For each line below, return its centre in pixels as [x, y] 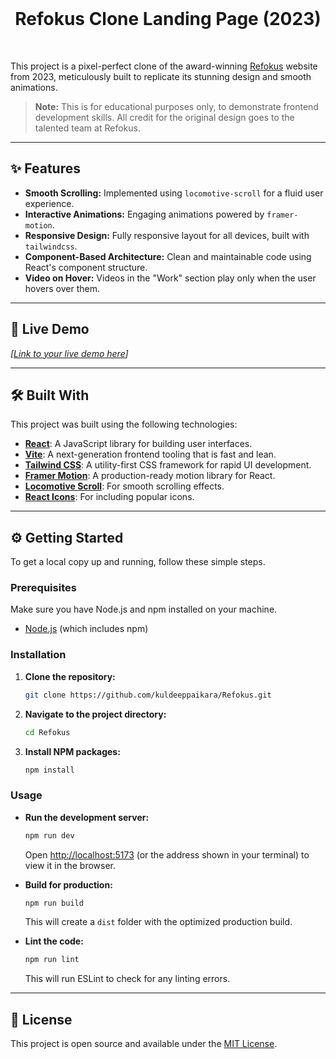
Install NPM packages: [72, 751]
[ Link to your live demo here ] [69, 353]
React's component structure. [86, 267]
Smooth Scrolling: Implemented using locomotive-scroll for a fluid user [174, 193]
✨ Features [45, 168]
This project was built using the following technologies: [124, 424]
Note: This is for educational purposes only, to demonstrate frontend [176, 106]
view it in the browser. [70, 865]
